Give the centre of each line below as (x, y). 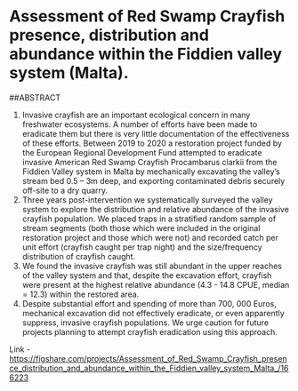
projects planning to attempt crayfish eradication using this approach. (150, 331)
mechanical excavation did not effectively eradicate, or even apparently (153, 313)
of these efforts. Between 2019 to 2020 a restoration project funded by (152, 143)
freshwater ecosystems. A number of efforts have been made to (140, 124)
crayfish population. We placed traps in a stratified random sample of (149, 219)
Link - (20, 349)
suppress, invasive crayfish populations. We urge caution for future (145, 323)
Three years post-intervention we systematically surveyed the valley (147, 199)
